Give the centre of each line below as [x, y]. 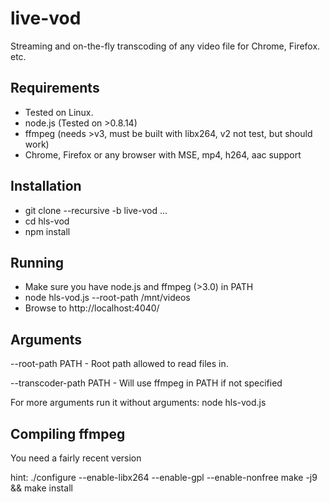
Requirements [55, 88]
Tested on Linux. [59, 112]
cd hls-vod [47, 221]
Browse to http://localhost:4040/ [92, 308]
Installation [46, 186]
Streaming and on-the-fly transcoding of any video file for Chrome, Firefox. [165, 46]
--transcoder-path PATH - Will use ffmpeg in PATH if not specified [146, 383]
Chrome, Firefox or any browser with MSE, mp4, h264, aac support [163, 154]
